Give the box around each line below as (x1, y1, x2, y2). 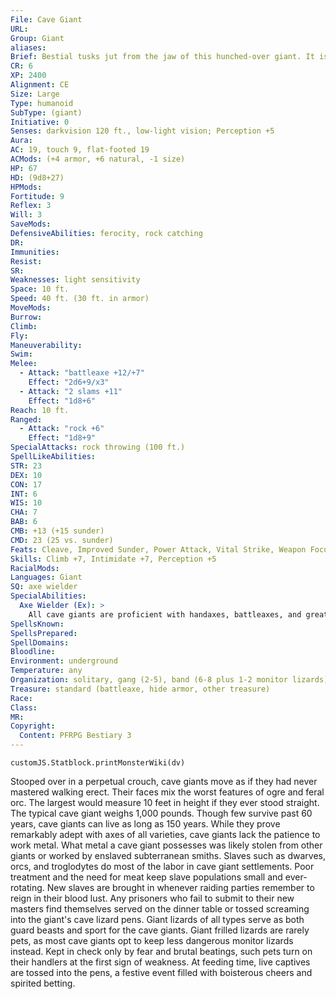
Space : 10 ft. (10, 284, 70, 295)
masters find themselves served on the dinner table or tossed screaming (10, 903, 310, 915)
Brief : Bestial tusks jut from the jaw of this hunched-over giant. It (10, 52, 315, 62)
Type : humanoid (10, 98, 74, 108)
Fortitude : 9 (10, 191, 65, 201)
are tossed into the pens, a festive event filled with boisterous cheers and (10, 967, 313, 978)
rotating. (10, 882, 45, 893)
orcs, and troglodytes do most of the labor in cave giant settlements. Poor (10, 861, 315, 872)
